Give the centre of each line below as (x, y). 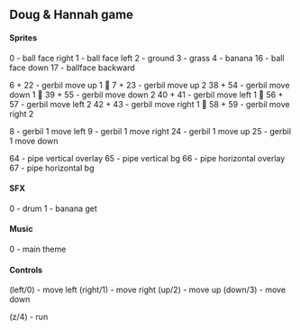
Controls (26, 270)
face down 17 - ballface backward (72, 68)
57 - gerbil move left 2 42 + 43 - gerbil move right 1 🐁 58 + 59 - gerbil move (150, 104)
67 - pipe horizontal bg (52, 168)
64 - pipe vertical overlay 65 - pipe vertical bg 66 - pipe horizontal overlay (147, 158)
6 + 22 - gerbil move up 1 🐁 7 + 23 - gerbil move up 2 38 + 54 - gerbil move (150, 85)
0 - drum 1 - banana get (53, 208)
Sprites (23, 37)
